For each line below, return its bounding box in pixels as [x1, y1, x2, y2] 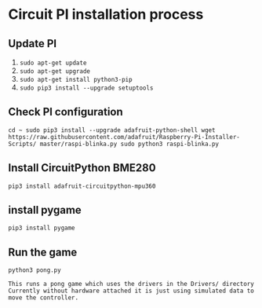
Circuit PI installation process [8, 5, 204, 24]
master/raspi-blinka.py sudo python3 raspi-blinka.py [39, 140, 220, 148]
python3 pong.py [8, 266, 61, 274]
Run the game [8, 245, 78, 258]
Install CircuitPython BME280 [8, 161, 156, 174]
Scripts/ [8, 140, 37, 148]
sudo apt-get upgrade [19, 68, 90, 75]
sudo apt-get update [19, 59, 87, 67]
